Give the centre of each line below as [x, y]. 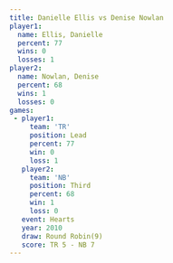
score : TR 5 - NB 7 [58, 245]
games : [22, 110]
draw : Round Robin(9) [62, 236]
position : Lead [58, 136]
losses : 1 [36, 60]
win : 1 [42, 203]
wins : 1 [32, 93]
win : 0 [42, 152]
